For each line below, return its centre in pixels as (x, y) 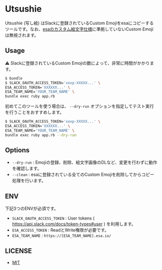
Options (17, 150)
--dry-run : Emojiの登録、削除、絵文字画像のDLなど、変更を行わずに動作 (85, 162)
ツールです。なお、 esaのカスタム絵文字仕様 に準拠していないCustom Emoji (79, 29)
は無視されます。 (22, 35)
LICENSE (19, 251)
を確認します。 (27, 169)
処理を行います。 (29, 181)
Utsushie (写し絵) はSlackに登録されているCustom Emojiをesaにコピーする (79, 23)
